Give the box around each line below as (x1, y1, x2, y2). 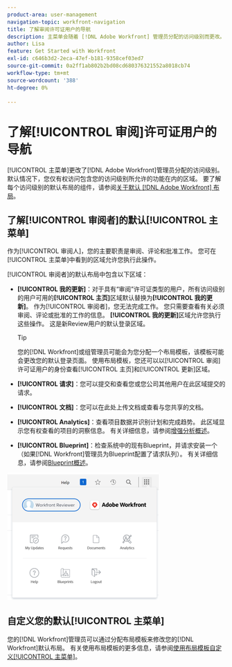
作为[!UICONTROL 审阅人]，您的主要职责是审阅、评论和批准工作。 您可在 (7, 247, 217, 255)
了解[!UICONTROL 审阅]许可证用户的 (7, 125, 217, 140)
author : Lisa (7, 40, 45, 48)
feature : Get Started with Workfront (7, 48, 116, 55)
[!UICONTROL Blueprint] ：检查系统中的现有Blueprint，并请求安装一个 (17, 441, 218, 450)
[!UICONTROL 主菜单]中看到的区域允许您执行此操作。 (7, 256, 161, 263)
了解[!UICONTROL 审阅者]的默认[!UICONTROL (7, 214, 207, 226)
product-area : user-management (7, 11, 98, 18)
